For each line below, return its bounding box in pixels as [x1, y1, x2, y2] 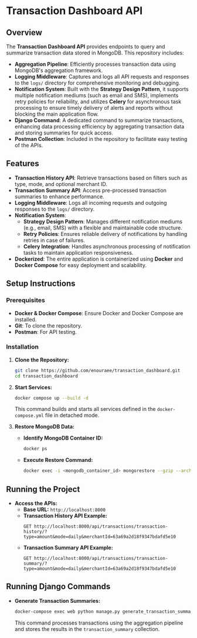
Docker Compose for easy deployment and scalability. [14, 261, 147, 268]
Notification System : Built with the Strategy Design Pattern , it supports [14, 86, 189, 92]
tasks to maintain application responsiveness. [23, 249, 134, 256]
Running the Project [6, 484, 80, 494]
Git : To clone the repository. [14, 322, 83, 329]
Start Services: [14, 383, 53, 391]
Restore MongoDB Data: [14, 423, 75, 430]
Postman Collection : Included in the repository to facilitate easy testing [14, 136, 188, 142]
